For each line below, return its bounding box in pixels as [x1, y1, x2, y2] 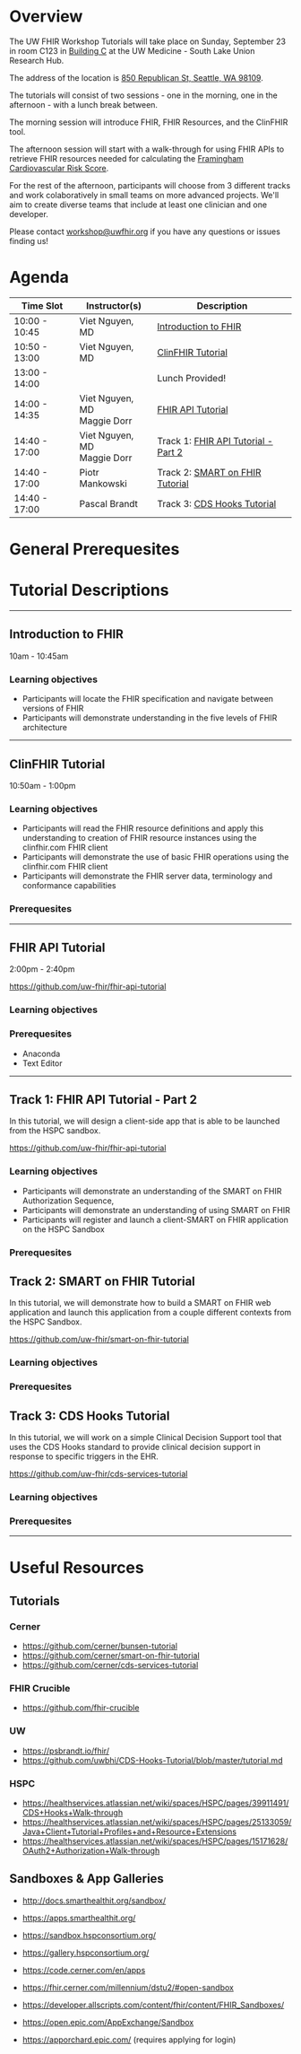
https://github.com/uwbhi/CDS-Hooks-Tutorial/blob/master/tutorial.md [21, 1754, 283, 1765]
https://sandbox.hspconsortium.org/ [21, 1929, 157, 1940]
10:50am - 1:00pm [9, 780, 76, 791]
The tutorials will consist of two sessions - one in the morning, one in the [9, 90, 278, 101]
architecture [21, 722, 68, 733]
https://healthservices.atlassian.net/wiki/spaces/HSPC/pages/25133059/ [21, 1817, 292, 1828]
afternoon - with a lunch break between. [9, 99, 159, 109]
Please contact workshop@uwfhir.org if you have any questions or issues [9, 226, 280, 237]
